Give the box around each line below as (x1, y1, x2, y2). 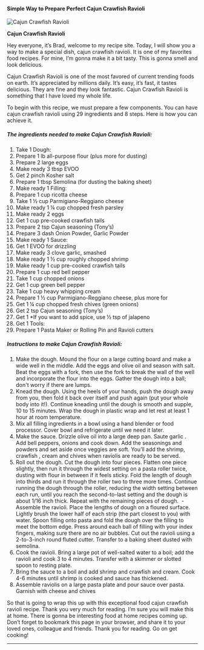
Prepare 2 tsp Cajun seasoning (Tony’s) (15, 223, 114, 230)
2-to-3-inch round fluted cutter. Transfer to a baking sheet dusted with (15, 536, 192, 543)
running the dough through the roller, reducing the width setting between (15, 484, 198, 492)
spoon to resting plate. (15, 561, 72, 569)
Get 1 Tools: (15, 320, 45, 327)
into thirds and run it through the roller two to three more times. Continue (15, 478, 197, 485)
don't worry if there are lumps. (15, 381, 92, 389)
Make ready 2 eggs (15, 210, 64, 218)
